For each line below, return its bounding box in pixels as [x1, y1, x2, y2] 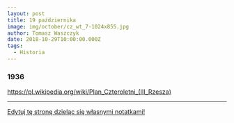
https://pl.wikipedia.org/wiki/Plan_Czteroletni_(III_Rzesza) [7, 88, 172, 96]
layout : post [7, 10, 45, 17]
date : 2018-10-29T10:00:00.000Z [7, 36, 101, 43]
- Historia [13, 49, 45, 56]
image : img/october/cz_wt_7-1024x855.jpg [7, 23, 130, 30]
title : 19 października [7, 17, 77, 24]
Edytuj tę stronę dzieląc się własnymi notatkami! [7, 108, 146, 116]
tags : [7, 42, 23, 49]
